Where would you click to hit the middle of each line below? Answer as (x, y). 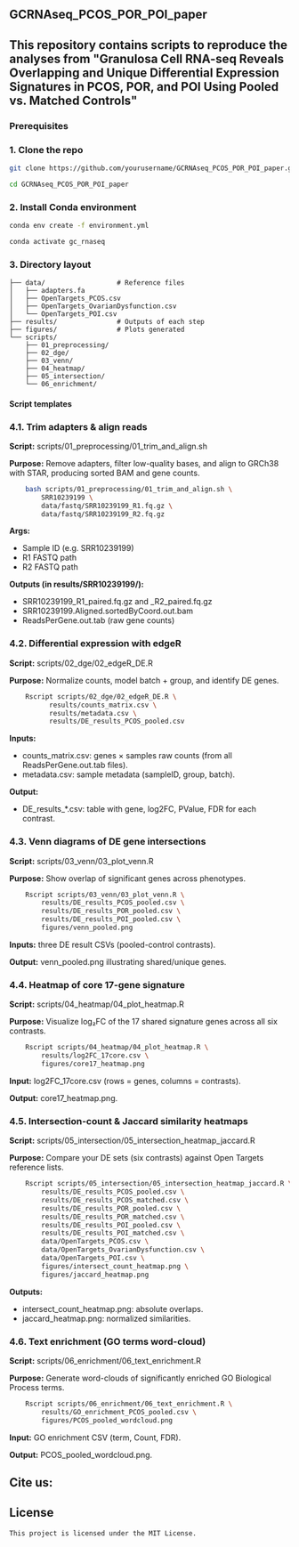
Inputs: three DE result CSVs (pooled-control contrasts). (113, 944)
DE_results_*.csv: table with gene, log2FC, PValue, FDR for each (139, 809)
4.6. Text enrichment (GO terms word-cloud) (108, 1341)
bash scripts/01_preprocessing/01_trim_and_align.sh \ (129, 489)
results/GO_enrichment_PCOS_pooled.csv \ (119, 1412)
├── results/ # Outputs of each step (107, 322)
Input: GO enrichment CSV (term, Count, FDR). (95, 1438)
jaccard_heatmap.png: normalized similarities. (106, 1318)
